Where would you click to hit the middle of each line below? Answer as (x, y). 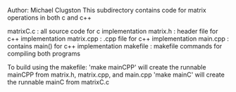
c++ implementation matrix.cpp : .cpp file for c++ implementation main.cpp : (118, 39)
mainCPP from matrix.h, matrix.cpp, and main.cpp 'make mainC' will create (116, 74)
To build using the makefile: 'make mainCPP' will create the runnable (107, 67)
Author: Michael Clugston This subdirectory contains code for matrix (107, 10)
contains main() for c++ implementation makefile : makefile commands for (115, 46)
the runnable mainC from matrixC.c (58, 82)
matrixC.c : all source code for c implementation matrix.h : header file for (113, 31)
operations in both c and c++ (49, 18)
